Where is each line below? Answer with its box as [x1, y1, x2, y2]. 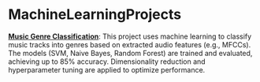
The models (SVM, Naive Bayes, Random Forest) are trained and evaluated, [8, 48, 253, 58]
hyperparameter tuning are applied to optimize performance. [8, 65, 206, 74]
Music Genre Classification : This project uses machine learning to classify [8, 32, 252, 41]
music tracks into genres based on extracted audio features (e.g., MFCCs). [8, 39, 251, 49]
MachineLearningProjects [8, 6, 182, 24]
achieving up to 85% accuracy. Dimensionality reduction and [8, 57, 206, 66]
